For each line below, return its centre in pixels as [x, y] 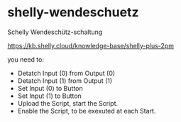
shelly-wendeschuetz [73, 12]
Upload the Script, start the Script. [68, 103]
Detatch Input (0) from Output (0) [66, 73]
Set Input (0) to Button [50, 88]
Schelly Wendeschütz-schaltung [55, 32]
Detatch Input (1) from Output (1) [65, 81]
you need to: [26, 59]
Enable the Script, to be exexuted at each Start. [87, 111]
